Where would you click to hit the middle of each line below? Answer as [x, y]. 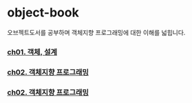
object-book [43, 13]
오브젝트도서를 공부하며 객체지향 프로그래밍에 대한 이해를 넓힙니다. [96, 32]
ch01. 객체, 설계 [32, 51]
